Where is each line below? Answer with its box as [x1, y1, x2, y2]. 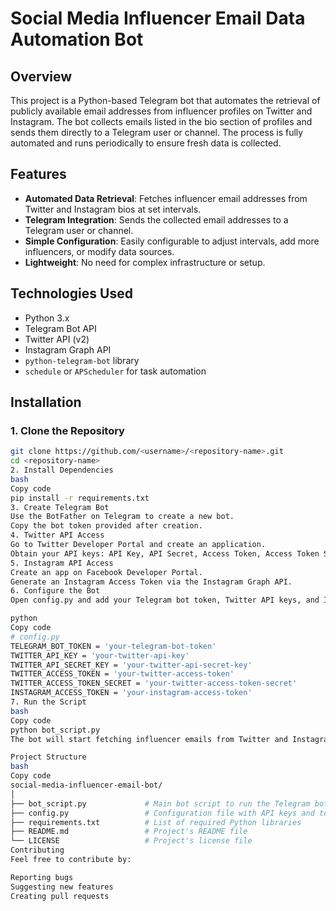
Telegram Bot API [24, 322, 97, 334]
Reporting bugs [10, 872, 74, 882]
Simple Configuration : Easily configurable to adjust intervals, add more [24, 235, 320, 247]
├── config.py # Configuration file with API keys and [10, 808, 315, 818]
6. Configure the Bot [10, 586, 101, 596]
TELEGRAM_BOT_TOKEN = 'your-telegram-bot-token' [10, 641, 217, 651]
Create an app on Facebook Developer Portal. [10, 567, 203, 577]
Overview [10, 68, 73, 85]
